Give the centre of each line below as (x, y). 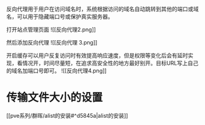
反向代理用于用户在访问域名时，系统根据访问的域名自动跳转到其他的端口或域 (103, 9)
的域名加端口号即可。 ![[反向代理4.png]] (56, 71)
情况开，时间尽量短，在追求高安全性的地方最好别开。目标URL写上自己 (110, 63)
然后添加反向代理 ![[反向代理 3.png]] (52, 42)
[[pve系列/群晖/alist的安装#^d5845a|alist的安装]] (67, 115)
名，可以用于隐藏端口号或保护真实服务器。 (60, 16)
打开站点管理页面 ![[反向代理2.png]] (51, 30)
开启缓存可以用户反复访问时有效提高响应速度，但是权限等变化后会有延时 (97, 55)
